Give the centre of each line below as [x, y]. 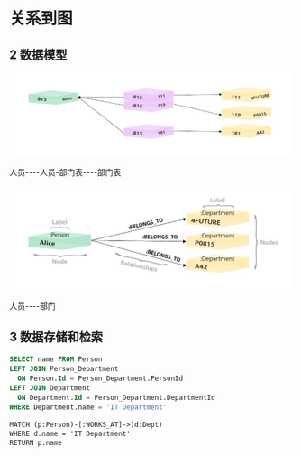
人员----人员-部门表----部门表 [65, 172]
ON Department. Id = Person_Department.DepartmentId [117, 397]
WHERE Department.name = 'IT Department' [88, 407]
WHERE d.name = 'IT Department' [70, 433]
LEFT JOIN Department [50, 388]
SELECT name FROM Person [56, 359]
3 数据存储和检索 [56, 337]
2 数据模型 [38, 55]
